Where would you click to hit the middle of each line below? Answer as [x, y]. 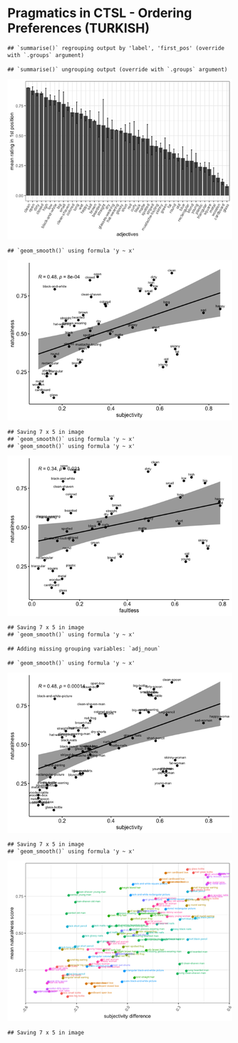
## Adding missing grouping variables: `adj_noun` [84, 649]
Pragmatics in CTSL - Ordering [100, 13]
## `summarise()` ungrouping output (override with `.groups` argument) [118, 69]
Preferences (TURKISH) [78, 28]
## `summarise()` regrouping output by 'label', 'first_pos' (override [116, 48]
